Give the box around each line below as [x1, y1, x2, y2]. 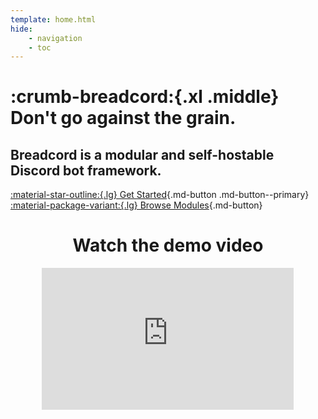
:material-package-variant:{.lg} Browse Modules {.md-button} [10, 199, 263, 211]
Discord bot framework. [10, 162, 162, 179]
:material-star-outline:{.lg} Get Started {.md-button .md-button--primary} [10, 189, 310, 201]
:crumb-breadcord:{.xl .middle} [10, 86, 280, 108]
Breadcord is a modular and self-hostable [10, 146, 275, 163]
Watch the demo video [72, 234, 264, 257]
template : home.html [10, 14, 97, 25]
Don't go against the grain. [10, 107, 237, 130]
